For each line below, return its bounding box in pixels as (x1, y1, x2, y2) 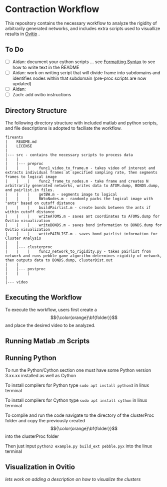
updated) (12, 80, 31, 86)
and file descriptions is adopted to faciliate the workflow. (5, 125, 122, 131)
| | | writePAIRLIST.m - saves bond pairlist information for (5, 231, 157, 236)
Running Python (5, 354, 56, 362)
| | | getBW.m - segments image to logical (5, 192, 117, 197)
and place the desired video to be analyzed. (5, 322, 96, 328)
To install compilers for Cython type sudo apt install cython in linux (5, 397, 147, 403)
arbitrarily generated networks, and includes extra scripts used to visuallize (5, 25, 160, 31)
